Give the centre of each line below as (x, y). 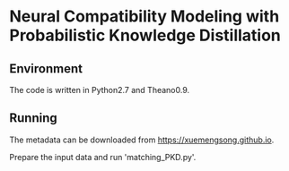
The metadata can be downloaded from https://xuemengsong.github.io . (142, 140)
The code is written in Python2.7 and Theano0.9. (100, 90)
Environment (46, 68)
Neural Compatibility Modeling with (144, 17)
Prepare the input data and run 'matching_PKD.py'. (103, 157)
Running (34, 118)
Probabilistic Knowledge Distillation (145, 35)
